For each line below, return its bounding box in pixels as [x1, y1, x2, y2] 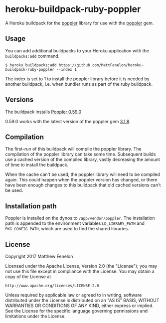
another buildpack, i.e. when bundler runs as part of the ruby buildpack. [5, 81, 153, 87]
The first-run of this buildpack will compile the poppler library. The [5, 146, 142, 152]
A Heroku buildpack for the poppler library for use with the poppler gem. [5, 20, 154, 26]
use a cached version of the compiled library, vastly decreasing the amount [5, 157, 161, 162]
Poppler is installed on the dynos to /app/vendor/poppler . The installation [5, 215, 156, 221]
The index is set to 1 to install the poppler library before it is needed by [5, 76, 150, 82]
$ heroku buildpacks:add [5, 62, 57, 68]
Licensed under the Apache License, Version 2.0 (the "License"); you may [5, 263, 158, 269]
